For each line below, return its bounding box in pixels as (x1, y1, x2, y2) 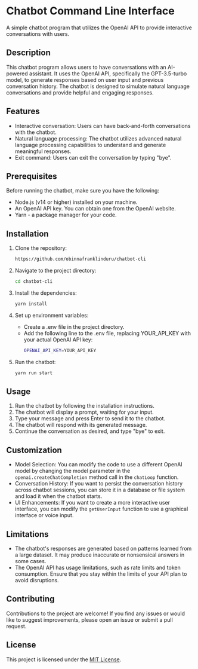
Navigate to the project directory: (14, 267, 97, 274)
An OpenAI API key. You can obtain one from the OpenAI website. (14, 205, 176, 212)
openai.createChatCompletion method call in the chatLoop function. (14, 474, 179, 481)
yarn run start (14, 369, 53, 376)
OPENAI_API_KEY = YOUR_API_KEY (23, 347, 97, 353)
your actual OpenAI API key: (23, 336, 93, 343)
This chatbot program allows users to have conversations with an (6, 63, 167, 71)
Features (6, 106, 40, 117)
